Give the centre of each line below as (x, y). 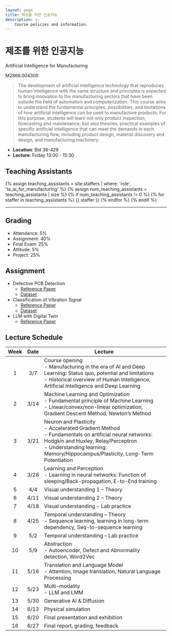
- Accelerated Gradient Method (82, 428)
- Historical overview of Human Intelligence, (98, 380)
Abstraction (58, 544)
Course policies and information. (51, 24)
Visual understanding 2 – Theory (83, 498)
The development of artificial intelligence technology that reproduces (91, 85)
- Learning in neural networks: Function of (95, 475)
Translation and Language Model (84, 565)
